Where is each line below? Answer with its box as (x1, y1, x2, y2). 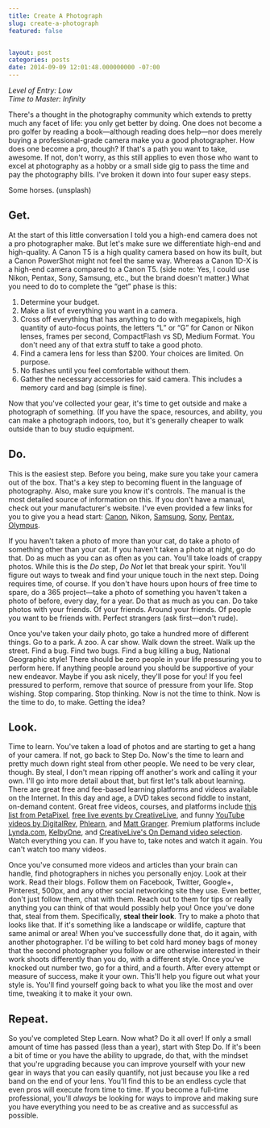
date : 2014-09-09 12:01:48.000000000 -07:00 (8, 64, 160, 72)
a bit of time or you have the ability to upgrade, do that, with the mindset (8, 1051, 248, 1060)
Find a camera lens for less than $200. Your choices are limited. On (19, 348, 244, 358)
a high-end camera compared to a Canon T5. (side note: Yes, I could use (8, 264, 250, 274)
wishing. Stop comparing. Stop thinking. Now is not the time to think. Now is (8, 689, 260, 698)
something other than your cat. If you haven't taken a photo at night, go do (8, 544, 255, 554)
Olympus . (8, 520, 40, 530)
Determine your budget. (19, 297, 100, 306)
